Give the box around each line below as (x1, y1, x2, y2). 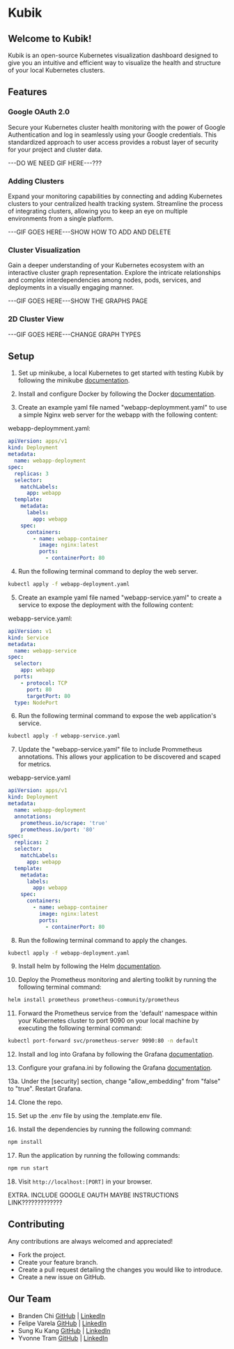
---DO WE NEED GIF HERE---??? (8, 158, 102, 167)
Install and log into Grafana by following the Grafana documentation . (17, 1050, 214, 1059)
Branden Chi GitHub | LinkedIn (17, 1311, 106, 1320)
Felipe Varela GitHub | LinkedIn (17, 1319, 107, 1327)
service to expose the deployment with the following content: (17, 600, 194, 609)
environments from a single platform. (8, 214, 114, 223)
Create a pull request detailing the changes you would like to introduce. (17, 1265, 223, 1274)
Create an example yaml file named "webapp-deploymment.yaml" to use (17, 403, 227, 412)
